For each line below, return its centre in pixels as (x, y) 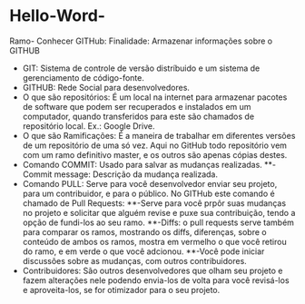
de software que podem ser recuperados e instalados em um (137, 106)
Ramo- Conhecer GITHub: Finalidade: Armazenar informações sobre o (141, 41)
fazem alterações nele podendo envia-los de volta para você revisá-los (156, 280)
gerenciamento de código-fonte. (84, 77)
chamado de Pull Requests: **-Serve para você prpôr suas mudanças (154, 203)
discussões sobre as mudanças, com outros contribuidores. (134, 260)
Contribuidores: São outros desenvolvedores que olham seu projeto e (152, 270)
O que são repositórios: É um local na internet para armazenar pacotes (155, 97)
